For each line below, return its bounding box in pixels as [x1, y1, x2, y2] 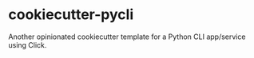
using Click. [8, 40, 47, 49]
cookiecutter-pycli [8, 6, 134, 24]
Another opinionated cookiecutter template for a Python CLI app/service [8, 32, 246, 41]
